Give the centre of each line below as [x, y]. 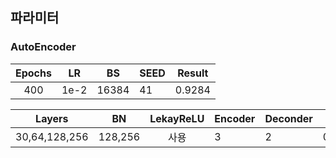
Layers [52, 118]
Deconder [288, 118]
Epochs [33, 73]
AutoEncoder [43, 47]
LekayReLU [177, 118]
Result [193, 73]
